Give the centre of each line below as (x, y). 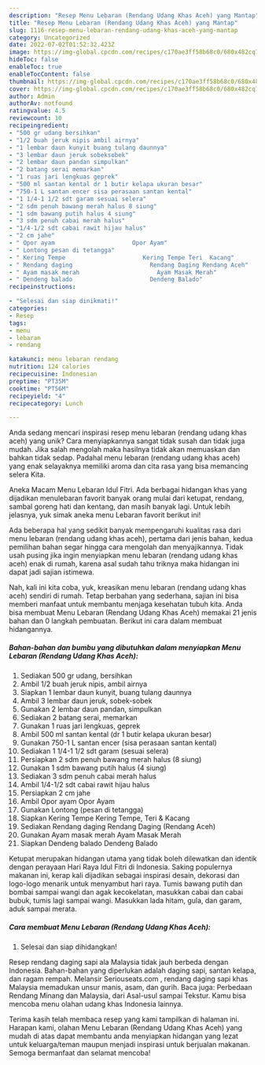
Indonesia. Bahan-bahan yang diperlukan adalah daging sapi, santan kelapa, (132, 970)
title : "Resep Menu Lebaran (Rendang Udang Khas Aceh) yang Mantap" (123, 23)
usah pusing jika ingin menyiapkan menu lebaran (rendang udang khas (123, 555)
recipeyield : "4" (37, 396)
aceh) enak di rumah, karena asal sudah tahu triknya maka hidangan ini (124, 564)
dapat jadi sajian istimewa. (52, 572)
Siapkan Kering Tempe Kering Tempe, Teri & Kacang (105, 818)
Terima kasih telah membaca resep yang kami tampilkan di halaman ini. (124, 1019)
